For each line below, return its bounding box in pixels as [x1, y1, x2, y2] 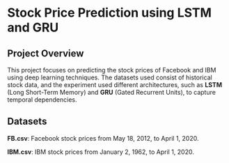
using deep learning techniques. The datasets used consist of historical [7, 73, 212, 81]
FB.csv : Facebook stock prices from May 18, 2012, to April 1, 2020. [7, 134, 199, 142]
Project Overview [7, 47, 84, 59]
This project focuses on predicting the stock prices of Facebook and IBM [7, 66, 216, 74]
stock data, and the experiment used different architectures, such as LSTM [7, 81, 223, 88]
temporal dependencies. [7, 95, 78, 104]
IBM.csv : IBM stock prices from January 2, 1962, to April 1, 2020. [7, 148, 195, 156]
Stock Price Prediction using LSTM [7, 5, 212, 21]
